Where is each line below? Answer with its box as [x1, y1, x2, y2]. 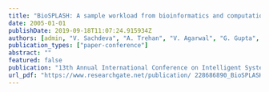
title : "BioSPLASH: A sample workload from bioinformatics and [8, 11, 224, 20]
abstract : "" [8, 49, 52, 57]
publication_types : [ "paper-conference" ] [8, 42, 149, 50]
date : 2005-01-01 [8, 19, 66, 27]
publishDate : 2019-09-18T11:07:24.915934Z [8, 26, 152, 34]
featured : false [8, 57, 62, 65]
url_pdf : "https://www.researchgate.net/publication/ [8, 71, 192, 79]
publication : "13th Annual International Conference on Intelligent [8, 64, 242, 72]
